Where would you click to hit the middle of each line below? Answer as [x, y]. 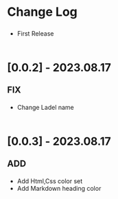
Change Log [42, 12]
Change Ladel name [45, 108]
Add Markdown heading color [59, 189]
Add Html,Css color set [50, 181]
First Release [35, 34]
